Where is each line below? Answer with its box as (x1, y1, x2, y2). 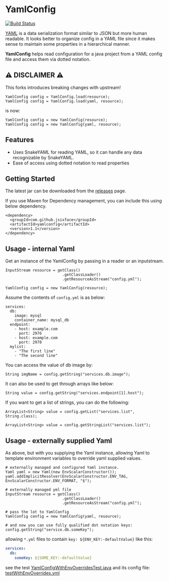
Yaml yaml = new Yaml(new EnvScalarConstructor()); (5, 469, 117, 474)
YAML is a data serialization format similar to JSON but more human (5, 30, 147, 36)
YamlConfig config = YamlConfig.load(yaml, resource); (5, 98, 124, 104)
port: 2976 (18, 331, 42, 336)
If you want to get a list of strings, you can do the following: (5, 399, 129, 405)
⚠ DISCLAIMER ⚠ (5, 71, 63, 80)
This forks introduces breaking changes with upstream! (5, 84, 121, 90)
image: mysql (14, 313, 42, 318)
